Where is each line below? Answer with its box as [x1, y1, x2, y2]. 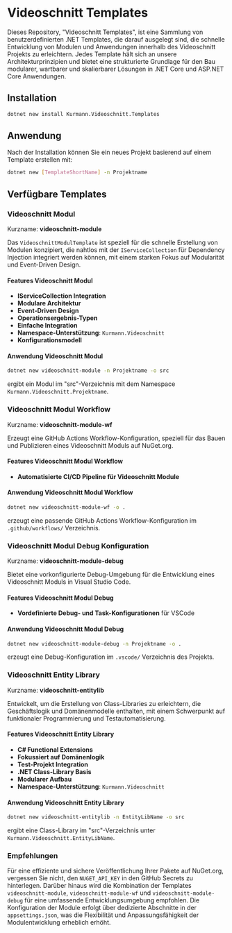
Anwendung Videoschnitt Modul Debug [7, 625, 124, 633]
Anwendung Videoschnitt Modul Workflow [7, 488, 133, 497]
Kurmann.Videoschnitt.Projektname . [7, 387, 109, 396]
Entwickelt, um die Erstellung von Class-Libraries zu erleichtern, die [7, 699, 201, 707]
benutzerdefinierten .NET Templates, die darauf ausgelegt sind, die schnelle [7, 35, 225, 43]
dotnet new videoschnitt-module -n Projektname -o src [7, 367, 169, 374]
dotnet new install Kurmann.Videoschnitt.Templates [7, 110, 160, 117]
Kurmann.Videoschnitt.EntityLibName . [7, 834, 115, 842]
